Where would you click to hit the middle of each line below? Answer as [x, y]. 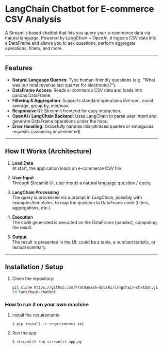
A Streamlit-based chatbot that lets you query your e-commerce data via [78, 33]
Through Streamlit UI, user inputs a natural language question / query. [82, 183]
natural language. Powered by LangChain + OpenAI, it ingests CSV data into [81, 38]
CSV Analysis [33, 19]
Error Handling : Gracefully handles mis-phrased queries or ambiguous [83, 126]
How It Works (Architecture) [49, 151]
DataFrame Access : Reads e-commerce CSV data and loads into [77, 90]
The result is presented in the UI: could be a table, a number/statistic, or [84, 242]
